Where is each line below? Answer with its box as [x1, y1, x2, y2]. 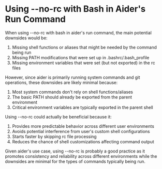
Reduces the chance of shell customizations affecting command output [12, 138, 154, 144]
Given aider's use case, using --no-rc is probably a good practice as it [5, 148, 145, 154]
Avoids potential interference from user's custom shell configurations [12, 128, 150, 134]
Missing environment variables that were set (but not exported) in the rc [12, 60, 156, 66]
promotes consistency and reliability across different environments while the [5, 153, 157, 159]
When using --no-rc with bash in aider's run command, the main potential [5, 30, 152, 35]
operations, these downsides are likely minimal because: [5, 79, 118, 85]
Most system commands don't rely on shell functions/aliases [12, 89, 133, 95]
